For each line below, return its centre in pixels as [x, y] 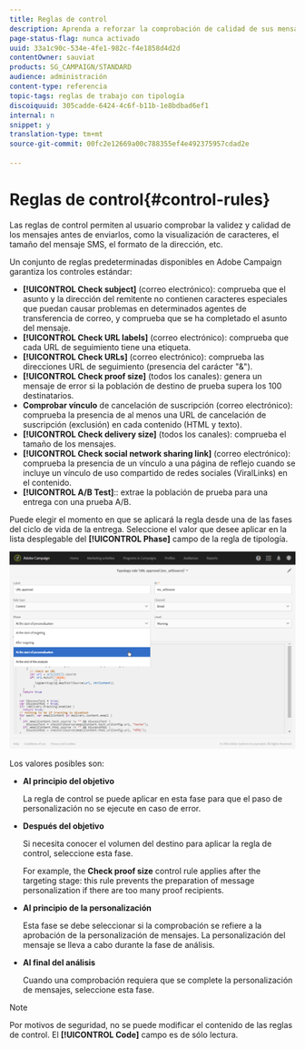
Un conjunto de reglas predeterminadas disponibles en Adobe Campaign [146, 262]
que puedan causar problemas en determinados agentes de [134, 308]
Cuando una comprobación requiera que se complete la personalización [157, 980]
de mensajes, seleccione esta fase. [88, 989]
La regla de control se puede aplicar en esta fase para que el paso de [152, 798]
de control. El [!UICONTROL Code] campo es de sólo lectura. [124, 1034]
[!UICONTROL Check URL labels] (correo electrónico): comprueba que [155, 338]
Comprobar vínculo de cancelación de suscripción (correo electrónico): [157, 405]
